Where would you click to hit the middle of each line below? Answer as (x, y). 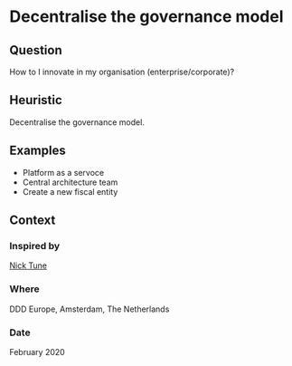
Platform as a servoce (63, 172)
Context (33, 221)
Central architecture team (70, 182)
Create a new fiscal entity (70, 191)
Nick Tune (28, 265)
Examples (38, 151)
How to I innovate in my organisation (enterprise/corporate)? (122, 72)
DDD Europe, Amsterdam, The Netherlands (89, 309)
